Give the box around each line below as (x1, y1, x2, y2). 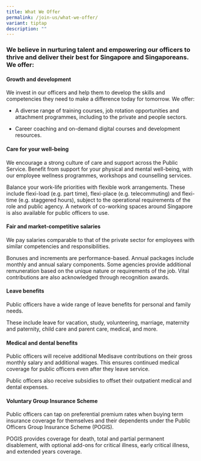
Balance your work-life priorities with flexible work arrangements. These (6, 183, 185, 191)
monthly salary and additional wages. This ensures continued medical (6, 359, 179, 366)
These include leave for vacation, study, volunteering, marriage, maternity (6, 319, 190, 326)
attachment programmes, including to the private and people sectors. (14, 113, 188, 121)
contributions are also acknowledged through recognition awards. (6, 273, 170, 281)
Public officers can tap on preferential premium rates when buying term (6, 411, 184, 418)
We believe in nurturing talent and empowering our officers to (6, 46, 191, 54)
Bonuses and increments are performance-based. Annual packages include (6, 254, 194, 261)
